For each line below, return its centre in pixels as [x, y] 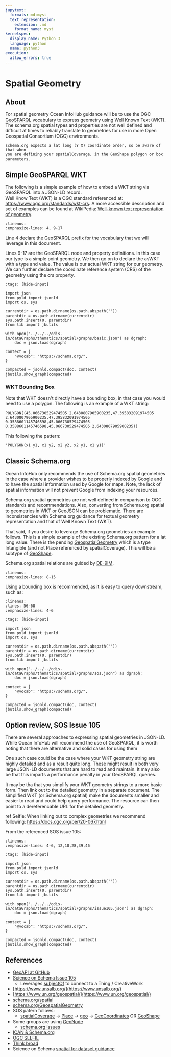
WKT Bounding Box [30, 387]
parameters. [18, 159]
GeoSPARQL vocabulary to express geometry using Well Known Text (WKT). [86, 120]
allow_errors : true [31, 58]
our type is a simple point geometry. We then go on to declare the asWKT [82, 259]
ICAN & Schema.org [34, 1032]
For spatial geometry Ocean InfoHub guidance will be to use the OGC [78, 114]
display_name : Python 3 [35, 39]
